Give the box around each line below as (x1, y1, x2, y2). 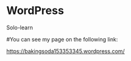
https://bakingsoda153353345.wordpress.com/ (6, 47, 125, 55)
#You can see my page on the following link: (6, 35, 118, 43)
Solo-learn (6, 24, 33, 31)
